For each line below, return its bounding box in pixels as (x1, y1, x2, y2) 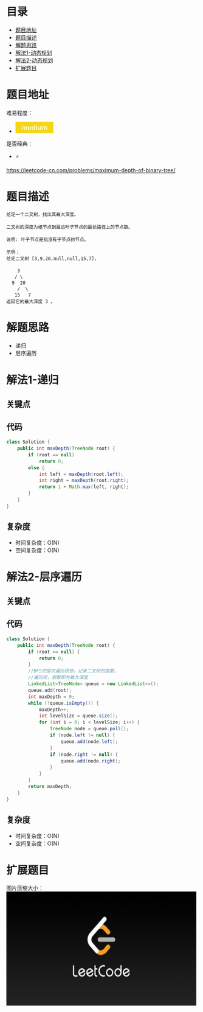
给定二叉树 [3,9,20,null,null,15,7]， (6, 256, 99, 262)
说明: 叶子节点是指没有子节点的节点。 (6, 236, 89, 243)
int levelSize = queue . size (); (38, 713, 119, 719)
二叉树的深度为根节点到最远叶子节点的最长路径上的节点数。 (6, 224, 133, 230)
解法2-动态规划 (15, 57, 53, 64)
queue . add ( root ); (28, 687, 72, 693)
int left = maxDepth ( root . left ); (38, 471, 123, 477)
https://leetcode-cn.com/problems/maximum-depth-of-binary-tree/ (6, 166, 176, 173)
